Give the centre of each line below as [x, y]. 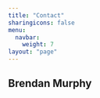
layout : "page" [33, 52]
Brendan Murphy [50, 83]
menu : [17, 30]
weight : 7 [38, 45]
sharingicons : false [42, 23]
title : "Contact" [36, 15]
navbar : [28, 37]
